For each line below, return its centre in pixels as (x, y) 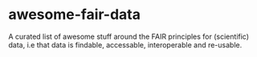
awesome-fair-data (75, 15)
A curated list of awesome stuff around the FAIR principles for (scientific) (129, 36)
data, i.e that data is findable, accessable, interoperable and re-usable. (125, 44)
